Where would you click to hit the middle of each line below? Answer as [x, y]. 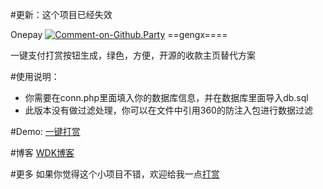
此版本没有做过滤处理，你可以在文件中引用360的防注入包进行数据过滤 [168, 110]
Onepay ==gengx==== [119, 34]
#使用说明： [35, 76]
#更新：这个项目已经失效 [61, 14]
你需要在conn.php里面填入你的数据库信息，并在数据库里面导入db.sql [166, 97]
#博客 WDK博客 [42, 152]
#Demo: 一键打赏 [45, 131]
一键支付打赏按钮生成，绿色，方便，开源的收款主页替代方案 [133, 55]
